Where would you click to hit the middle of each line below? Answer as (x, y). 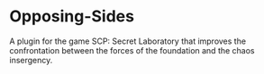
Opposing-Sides (72, 16)
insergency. (31, 60)
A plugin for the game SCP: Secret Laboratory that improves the (127, 41)
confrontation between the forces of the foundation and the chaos (132, 50)
